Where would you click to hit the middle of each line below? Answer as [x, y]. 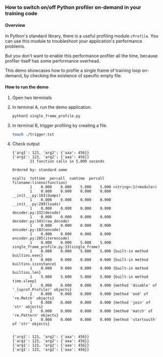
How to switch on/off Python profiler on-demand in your [73, 7]
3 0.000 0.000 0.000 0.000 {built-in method [89, 260]
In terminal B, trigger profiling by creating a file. [60, 126]
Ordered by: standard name [40, 170]
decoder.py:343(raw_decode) [41, 222]
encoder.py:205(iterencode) [41, 239]
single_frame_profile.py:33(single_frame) [56, 247]
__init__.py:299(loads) [36, 204]
